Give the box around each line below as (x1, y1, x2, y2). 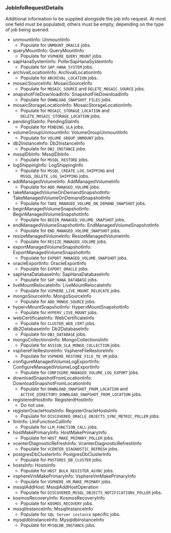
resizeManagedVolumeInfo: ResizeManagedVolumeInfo (12, 233, 130, 239)
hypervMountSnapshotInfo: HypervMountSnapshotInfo (12, 304, 129, 310)
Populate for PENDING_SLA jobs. (20, 124, 84, 130)
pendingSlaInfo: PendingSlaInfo (12, 119, 79, 125)
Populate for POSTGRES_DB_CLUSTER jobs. (20, 456, 103, 463)
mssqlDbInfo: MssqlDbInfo (12, 151, 69, 158)
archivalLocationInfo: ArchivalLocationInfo (12, 69, 102, 75)
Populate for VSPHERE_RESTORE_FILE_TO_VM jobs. (20, 353, 119, 359)
